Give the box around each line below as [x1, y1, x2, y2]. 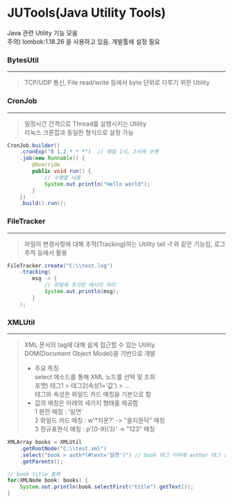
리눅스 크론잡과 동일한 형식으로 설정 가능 [24, 128, 134, 136]
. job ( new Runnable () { [19, 155, 85, 162]
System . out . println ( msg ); [44, 288, 119, 295]
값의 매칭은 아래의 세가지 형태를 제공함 [34, 399, 139, 407]
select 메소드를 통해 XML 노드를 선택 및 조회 [34, 373, 156, 381]
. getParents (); [19, 458, 64, 465]
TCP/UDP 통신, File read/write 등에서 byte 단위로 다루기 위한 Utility [24, 79, 210, 87]
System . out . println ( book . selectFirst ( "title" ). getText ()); [19, 484, 194, 490]
